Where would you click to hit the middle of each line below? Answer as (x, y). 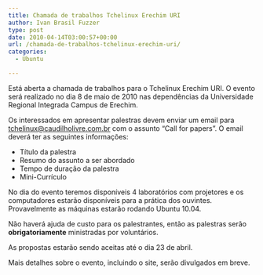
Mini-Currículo (43, 176)
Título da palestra (48, 152)
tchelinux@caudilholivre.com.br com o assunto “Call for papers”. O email (126, 128)
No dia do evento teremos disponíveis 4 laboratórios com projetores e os (126, 192)
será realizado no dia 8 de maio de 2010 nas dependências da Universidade (131, 96)
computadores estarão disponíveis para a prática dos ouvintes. (110, 200)
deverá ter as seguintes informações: (68, 136)
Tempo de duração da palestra (69, 168)
